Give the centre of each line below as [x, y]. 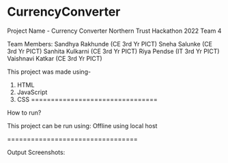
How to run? [24, 113]
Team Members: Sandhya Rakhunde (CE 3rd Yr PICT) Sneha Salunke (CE [110, 44]
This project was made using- [49, 72]
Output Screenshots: [36, 152]
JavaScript [32, 92]
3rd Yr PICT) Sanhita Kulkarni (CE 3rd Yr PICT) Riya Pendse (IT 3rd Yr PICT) [113, 51]
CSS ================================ [87, 99]
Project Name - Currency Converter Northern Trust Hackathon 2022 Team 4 [114, 31]
